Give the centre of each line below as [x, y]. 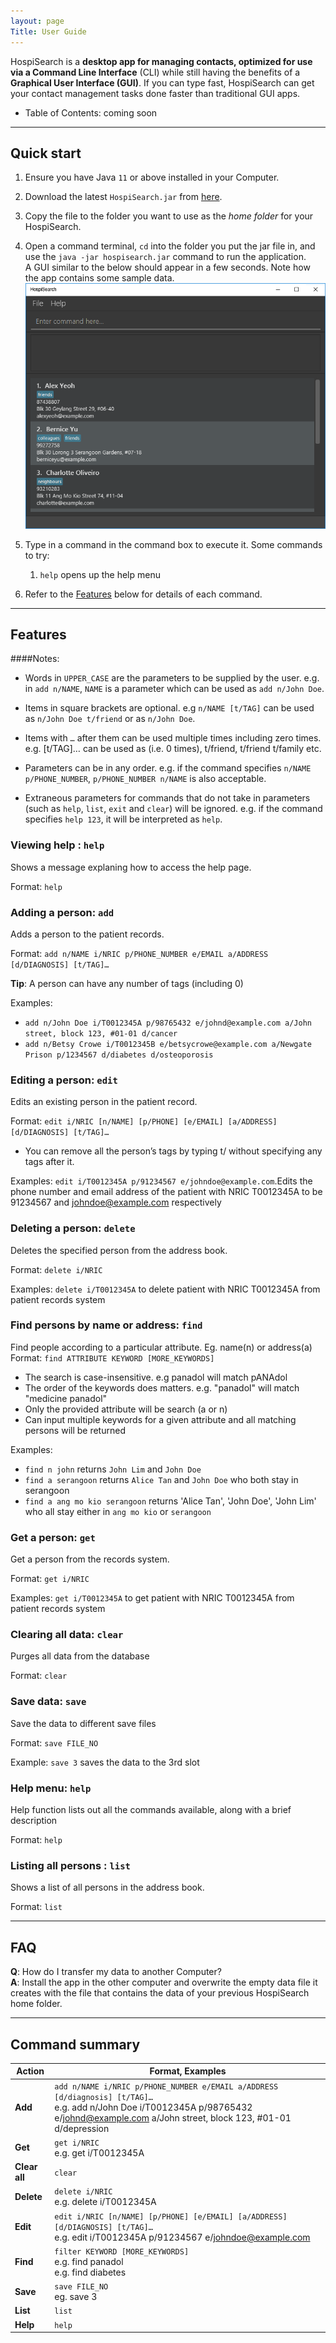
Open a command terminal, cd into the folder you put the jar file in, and [170, 246]
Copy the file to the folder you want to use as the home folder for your [169, 216]
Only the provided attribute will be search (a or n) [126, 1409]
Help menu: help [51, 1788]
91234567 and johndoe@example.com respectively [116, 1202]
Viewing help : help [57, 845]
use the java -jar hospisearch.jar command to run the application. [165, 257]
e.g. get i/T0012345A [99, 2152]
